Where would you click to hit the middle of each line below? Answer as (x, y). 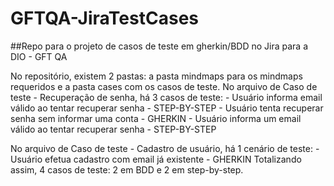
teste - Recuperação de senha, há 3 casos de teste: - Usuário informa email (166, 97)
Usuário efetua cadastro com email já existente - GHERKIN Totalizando (156, 159)
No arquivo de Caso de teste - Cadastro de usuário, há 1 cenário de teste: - (165, 148)
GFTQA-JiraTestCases (104, 18)
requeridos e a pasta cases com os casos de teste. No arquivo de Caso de (164, 86)
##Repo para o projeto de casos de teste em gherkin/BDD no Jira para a (159, 46)
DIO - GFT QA (39, 56)
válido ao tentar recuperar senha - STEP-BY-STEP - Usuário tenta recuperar (167, 108)
